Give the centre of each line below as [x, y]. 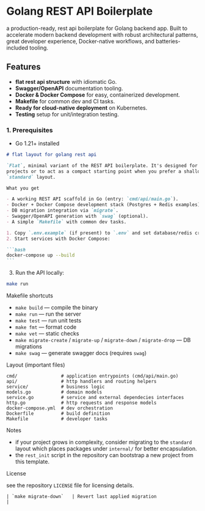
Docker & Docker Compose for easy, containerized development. [97, 95]
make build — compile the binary [56, 308]
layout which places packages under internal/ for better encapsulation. [106, 449]
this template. [32, 462]
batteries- [168, 41]
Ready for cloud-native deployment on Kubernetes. [81, 108]
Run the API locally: [40, 273]
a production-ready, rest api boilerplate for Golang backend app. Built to [97, 28]
